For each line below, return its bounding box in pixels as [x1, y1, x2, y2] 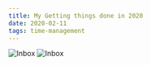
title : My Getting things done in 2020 [8, 11, 144, 20]
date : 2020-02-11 [8, 19, 67, 27]
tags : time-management [8, 26, 85, 35]
